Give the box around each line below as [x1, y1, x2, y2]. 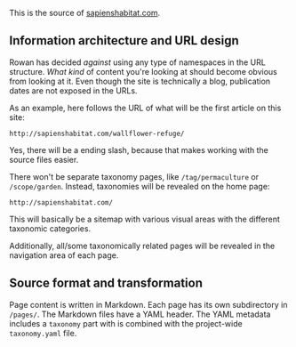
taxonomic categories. [9, 222, 92, 234]
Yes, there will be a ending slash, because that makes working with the [9, 144, 268, 155]
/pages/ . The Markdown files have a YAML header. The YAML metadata [9, 309, 271, 319]
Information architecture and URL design [9, 33, 240, 48]
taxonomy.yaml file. [9, 327, 77, 338]
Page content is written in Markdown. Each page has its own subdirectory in [9, 299, 288, 310]
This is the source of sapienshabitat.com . [9, 8, 161, 18]
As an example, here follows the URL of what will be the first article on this [9, 102, 282, 113]
